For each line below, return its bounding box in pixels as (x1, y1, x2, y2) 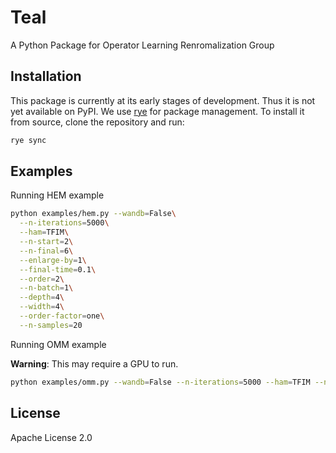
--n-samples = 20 (19, 320, 83, 330)
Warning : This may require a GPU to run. (10, 357, 179, 370)
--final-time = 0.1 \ (19, 264, 97, 275)
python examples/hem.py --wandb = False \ (10, 209, 177, 219)
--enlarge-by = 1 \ (19, 255, 87, 265)
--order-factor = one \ (19, 311, 105, 321)
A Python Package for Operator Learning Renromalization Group (10, 39, 275, 51)
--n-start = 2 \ (19, 237, 74, 247)
